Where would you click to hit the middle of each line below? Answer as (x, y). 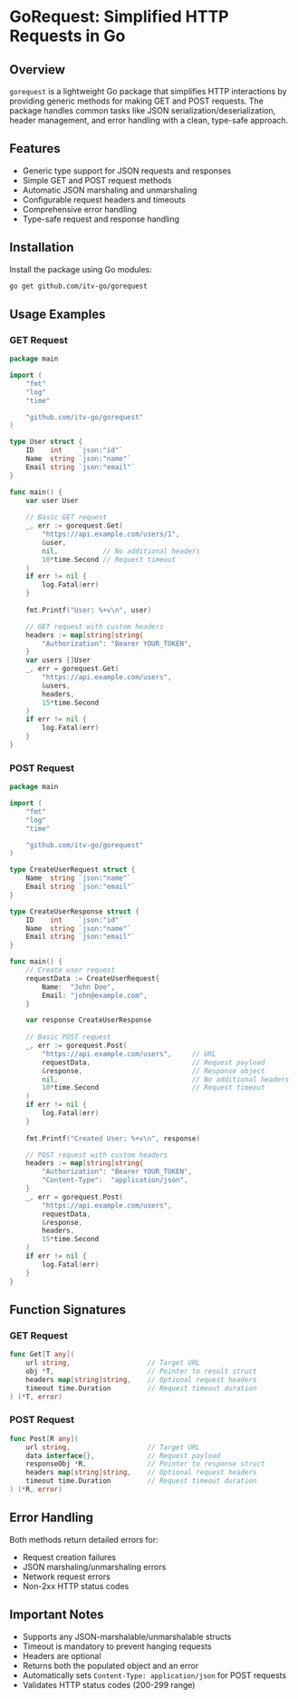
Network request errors (66, 1576)
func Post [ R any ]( (44, 1438)
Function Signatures (68, 1310)
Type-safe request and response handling (101, 219)
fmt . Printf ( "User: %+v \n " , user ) (89, 610)
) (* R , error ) (36, 1490)
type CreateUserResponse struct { (75, 911)
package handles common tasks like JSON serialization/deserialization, (143, 110)
